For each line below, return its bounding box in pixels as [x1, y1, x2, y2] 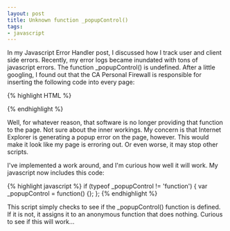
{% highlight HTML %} [7, 92, 72, 100]
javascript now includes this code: [7, 169, 105, 177]
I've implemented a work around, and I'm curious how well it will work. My [7, 161, 218, 170]
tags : [7, 23, 23, 30]
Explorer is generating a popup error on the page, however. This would [7, 133, 209, 142]
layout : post [7, 10, 45, 17]
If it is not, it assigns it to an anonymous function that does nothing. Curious [7, 210, 223, 219]
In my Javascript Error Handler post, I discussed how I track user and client [7, 49, 222, 57]
